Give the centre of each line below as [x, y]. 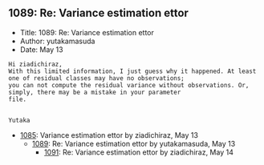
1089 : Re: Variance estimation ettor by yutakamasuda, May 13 [134, 143]
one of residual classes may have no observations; [96, 78]
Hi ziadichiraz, [35, 64]
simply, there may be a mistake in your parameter [95, 92]
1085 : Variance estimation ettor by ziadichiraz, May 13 [109, 135]
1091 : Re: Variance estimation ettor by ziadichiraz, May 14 [139, 152]
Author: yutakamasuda [57, 41]
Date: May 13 [41, 49]
